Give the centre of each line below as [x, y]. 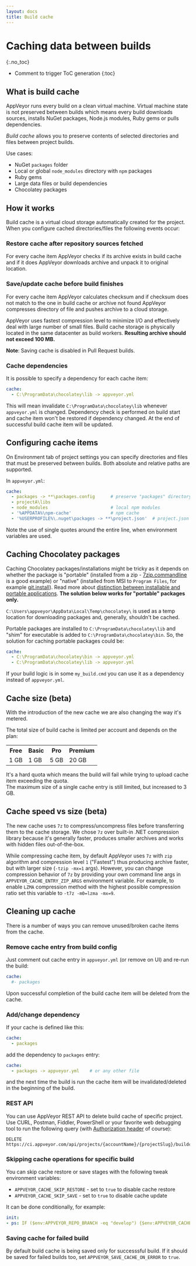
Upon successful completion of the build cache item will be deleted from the [98, 993]
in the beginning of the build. [41, 1088]
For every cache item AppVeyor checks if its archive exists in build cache [94, 256]
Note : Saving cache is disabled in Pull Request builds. [71, 350]
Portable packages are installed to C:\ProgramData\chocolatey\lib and [91, 628]
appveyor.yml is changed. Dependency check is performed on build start [93, 412]
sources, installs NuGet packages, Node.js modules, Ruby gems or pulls [92, 118]
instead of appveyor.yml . [35, 680]
